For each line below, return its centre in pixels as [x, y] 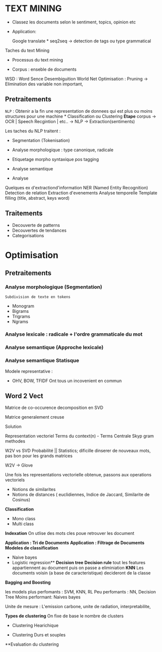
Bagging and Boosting [28, 582]
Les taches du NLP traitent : [33, 131]
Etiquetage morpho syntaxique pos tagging [55, 159]
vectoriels [15, 480]
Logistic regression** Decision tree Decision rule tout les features [79, 563]
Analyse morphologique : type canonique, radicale [63, 150]
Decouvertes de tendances [39, 230]
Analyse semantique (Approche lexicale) [54, 347]
